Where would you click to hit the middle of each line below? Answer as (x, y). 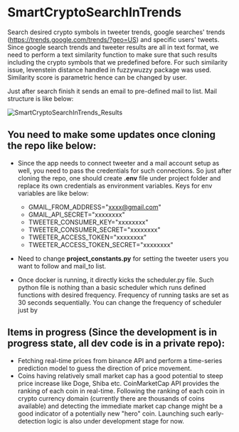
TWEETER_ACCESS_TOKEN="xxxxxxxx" (87, 237)
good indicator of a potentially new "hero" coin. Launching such (111, 414)
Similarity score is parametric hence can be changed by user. (97, 77)
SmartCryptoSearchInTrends (95, 12)
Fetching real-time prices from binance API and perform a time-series (120, 360)
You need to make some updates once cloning (111, 135)
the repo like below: (52, 146)
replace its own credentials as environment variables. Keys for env (115, 185)
